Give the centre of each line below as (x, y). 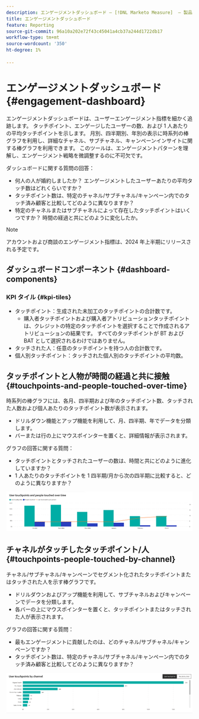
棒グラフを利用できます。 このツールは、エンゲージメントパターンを (100, 148)
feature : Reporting (30, 25)
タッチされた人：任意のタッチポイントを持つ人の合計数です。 (90, 348)
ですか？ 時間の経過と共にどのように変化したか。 (80, 218)
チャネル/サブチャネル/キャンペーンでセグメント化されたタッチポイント (94, 574)
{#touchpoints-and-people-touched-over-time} (97, 386)
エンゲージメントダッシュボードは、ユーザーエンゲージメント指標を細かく (97, 118)
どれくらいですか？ (59, 188)
